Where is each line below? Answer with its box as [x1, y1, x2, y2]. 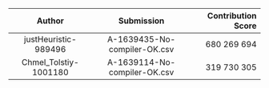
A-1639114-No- [106, 57, 176, 67]
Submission [118, 15, 165, 26]
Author [36, 15, 64, 26]
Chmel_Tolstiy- [21, 57, 79, 67]
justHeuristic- [23, 34, 78, 45]
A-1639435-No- [106, 34, 176, 45]
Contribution [207, 10, 257, 21]
